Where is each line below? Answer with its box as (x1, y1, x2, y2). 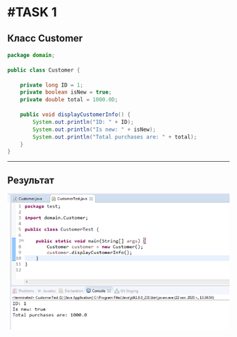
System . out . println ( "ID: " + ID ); (32, 118, 134, 125)
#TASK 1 (7, 4, 58, 20)
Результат (7, 174, 55, 186)
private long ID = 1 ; (20, 82, 83, 89)
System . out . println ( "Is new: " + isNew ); (32, 126, 157, 133)
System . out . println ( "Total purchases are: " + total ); (32, 133, 197, 141)
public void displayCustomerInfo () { (20, 111, 131, 118)
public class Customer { (7, 66, 80, 74)
